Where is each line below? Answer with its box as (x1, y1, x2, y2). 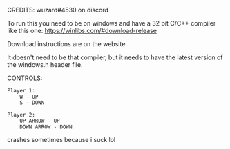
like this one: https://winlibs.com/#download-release (7, 27, 157, 34)
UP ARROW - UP (19, 117, 60, 124)
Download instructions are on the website (7, 40, 126, 48)
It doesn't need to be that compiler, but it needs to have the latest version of (7, 53, 223, 61)
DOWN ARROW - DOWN (19, 123, 73, 130)
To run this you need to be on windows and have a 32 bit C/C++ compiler (7, 19, 216, 27)
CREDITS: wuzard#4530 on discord (7, 6, 109, 14)
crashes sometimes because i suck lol (7, 136, 116, 143)
